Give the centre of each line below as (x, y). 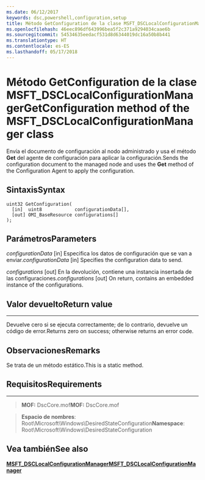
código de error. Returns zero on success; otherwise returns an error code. (100, 331)
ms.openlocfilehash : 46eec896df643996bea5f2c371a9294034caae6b (88, 29)
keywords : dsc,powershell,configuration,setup (67, 18)
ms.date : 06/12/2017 (33, 12)
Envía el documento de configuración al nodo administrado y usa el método (101, 151)
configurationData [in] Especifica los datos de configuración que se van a (99, 253)
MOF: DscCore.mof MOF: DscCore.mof (70, 405)
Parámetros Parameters (52, 238)
